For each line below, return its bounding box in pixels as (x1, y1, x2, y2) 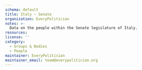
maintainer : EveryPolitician (5, 53, 65, 58)
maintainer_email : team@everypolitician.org (5, 58, 98, 63)
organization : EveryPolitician (5, 16, 70, 21)
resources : (5, 30, 28, 35)
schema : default (5, 7, 38, 12)
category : (5, 39, 26, 44)
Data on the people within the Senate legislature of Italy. (9, 26, 138, 31)
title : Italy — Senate (5, 12, 52, 17)
